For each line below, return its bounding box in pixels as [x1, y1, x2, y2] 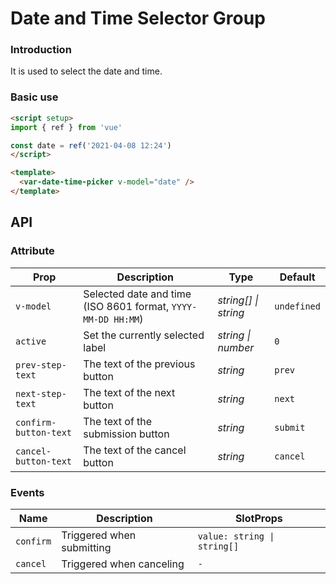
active [15, 335, 47, 347]
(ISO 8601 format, [83, 299, 170, 313]
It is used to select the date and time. [10, 65, 163, 77]
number [217, 340, 255, 354]
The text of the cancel [83, 443, 187, 457]
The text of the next [83, 385, 176, 399]
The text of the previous [83, 357, 196, 371]
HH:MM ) [113, 312, 144, 326]
